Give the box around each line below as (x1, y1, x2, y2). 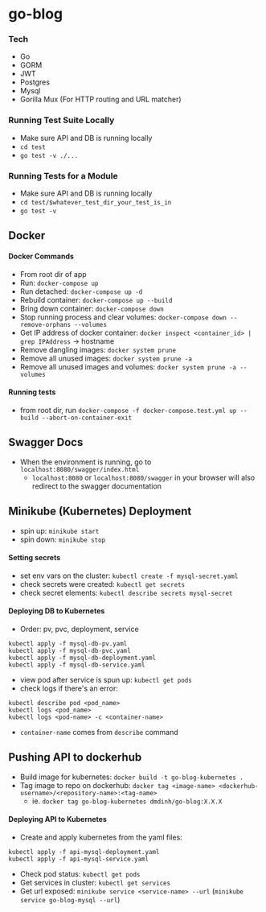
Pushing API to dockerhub (8, 750, 142, 765)
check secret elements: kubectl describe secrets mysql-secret (19, 588, 233, 597)
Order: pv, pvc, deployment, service (19, 624, 139, 633)
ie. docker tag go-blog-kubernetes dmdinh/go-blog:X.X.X (31, 796, 223, 806)
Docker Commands (8, 251, 75, 262)
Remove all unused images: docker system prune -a (19, 353, 193, 363)
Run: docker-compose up (19, 278, 99, 287)
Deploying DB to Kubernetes (8, 606, 105, 616)
